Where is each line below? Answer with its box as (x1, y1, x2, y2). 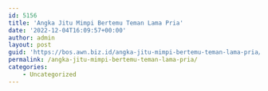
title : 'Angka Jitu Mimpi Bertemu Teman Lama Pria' (8, 19, 183, 27)
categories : (8, 63, 48, 71)
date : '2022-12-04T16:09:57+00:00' (8, 26, 127, 34)
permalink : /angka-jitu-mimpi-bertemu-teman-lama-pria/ (8, 56, 198, 64)
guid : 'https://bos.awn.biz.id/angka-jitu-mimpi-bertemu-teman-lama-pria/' (8, 48, 266, 56)
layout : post (8, 41, 52, 49)
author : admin (8, 33, 56, 42)
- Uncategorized (22, 70, 77, 78)
